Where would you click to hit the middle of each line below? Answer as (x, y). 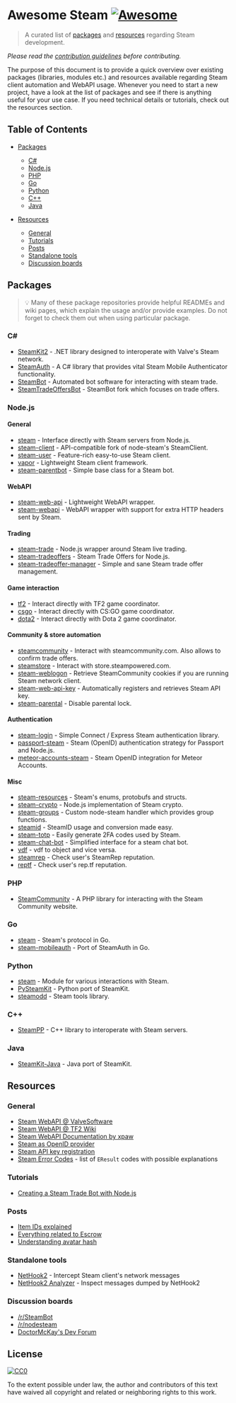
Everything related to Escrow (60, 1234)
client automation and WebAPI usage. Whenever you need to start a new (113, 84)
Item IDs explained (45, 1226)
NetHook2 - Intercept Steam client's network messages (99, 1276)
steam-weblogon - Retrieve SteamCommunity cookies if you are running (123, 673)
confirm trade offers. (48, 658)
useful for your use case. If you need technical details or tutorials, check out (118, 100)
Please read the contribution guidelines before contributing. (94, 56)
